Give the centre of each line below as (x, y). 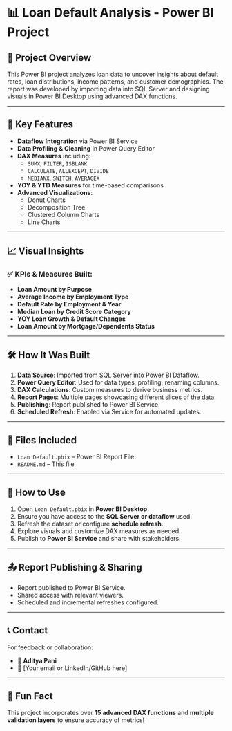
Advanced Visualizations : (55, 192)
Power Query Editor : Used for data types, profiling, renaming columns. (118, 382)
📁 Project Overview (49, 58)
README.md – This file (46, 464)
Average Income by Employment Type (73, 297)
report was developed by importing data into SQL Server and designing (108, 89)
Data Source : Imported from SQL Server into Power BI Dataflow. (108, 375)
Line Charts (44, 222)
